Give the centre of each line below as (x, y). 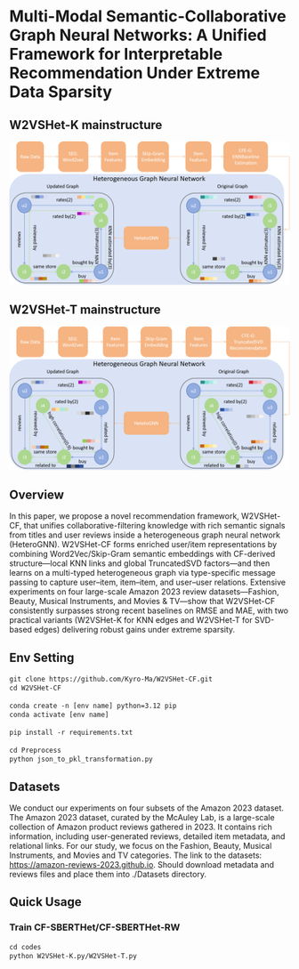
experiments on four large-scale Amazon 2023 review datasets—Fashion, (144, 592)
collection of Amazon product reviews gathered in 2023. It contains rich (141, 827)
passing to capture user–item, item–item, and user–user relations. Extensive (148, 582)
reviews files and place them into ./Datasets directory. (108, 875)
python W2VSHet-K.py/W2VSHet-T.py (73, 956)
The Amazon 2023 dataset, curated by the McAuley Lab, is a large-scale (142, 818)
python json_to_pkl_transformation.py (81, 759)
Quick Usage (45, 902)
